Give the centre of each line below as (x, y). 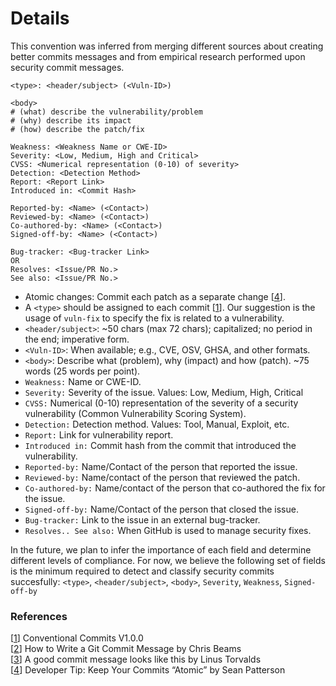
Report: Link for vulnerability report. (99, 434)
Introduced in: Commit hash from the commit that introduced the (160, 445)
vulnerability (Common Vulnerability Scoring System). (135, 413)
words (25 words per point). (82, 371)
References (39, 616)
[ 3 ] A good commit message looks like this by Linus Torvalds (136, 659)
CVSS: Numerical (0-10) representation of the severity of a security (161, 403)
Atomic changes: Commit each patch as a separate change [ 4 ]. (155, 296)
